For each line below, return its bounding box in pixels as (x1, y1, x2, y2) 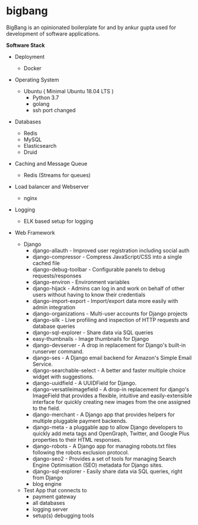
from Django (32, 474, 63, 481)
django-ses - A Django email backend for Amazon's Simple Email (32, 354, 192, 361)
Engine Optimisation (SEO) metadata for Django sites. (32, 461, 163, 469)
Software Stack (6, 42, 46, 49)
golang (32, 100, 50, 107)
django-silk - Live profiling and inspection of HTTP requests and (32, 316, 190, 323)
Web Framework (14, 229, 55, 236)
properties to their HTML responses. (32, 436, 122, 443)
